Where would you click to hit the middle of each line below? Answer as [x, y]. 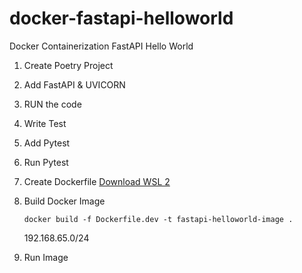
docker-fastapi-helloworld [121, 18]
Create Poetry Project [68, 65]
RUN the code [52, 104]
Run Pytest [46, 162]
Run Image [46, 257]
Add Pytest [47, 143]
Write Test [45, 123]
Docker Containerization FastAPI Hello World [101, 46]
